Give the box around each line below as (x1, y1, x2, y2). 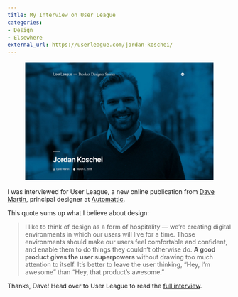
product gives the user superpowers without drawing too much (24, 252, 214, 261)
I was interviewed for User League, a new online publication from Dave (7, 187, 215, 195)
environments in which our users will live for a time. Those (24, 229, 195, 238)
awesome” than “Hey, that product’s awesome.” (24, 267, 165, 276)
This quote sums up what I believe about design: (7, 208, 149, 217)
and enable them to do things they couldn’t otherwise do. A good (24, 245, 216, 254)
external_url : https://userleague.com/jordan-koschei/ (7, 41, 173, 49)
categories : (7, 18, 43, 26)
